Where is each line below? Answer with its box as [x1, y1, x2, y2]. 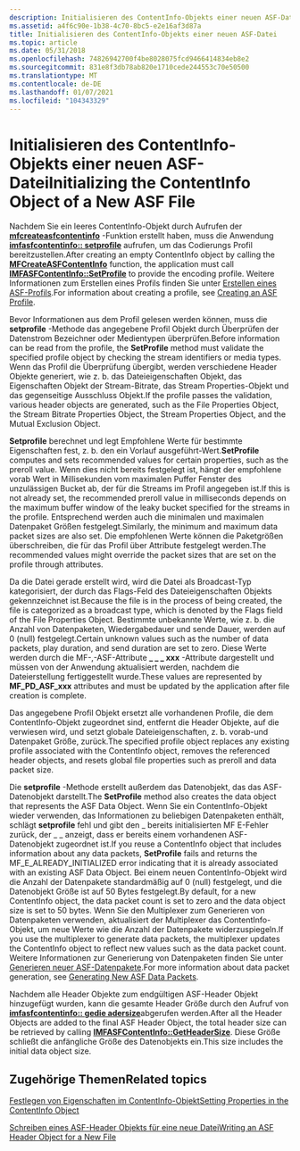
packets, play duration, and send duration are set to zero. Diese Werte [9, 643, 267, 654]
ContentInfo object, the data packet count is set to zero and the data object [9, 896, 286, 906]
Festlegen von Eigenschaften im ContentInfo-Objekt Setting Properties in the [9, 1096, 289, 1106]
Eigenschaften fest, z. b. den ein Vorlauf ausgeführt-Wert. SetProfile [9, 446, 260, 456]
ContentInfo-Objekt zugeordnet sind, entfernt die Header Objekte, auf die [9, 717, 279, 728]
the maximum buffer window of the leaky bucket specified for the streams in [9, 502, 290, 513]
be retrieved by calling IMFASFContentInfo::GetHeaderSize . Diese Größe [9, 1027, 281, 1038]
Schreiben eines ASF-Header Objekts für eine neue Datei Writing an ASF [9, 1122, 274, 1133]
